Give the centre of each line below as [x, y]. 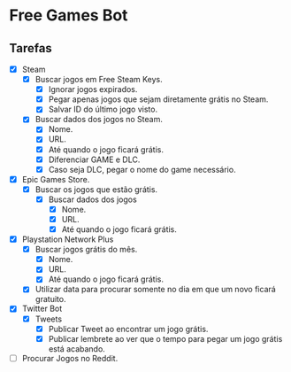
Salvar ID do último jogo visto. [103, 109]
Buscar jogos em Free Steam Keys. [99, 80]
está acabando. [77, 349]
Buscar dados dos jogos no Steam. [99, 120]
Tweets [49, 319]
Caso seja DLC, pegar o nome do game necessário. [142, 169]
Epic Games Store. [56, 179]
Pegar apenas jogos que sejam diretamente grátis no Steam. [158, 99]
